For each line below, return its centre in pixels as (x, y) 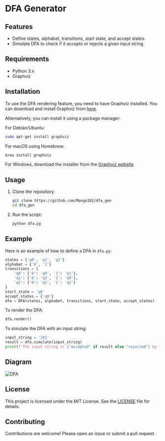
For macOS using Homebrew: (35, 146)
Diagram (18, 362)
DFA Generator (36, 9)
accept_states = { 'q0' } (29, 296)
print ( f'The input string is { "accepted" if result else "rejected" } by (81, 347)
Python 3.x (23, 71)
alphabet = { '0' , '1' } (28, 264)
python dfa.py (27, 223)
